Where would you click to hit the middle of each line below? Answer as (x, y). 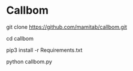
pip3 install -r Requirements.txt (44, 50)
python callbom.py (29, 61)
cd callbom (20, 38)
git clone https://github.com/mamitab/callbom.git (67, 27)
